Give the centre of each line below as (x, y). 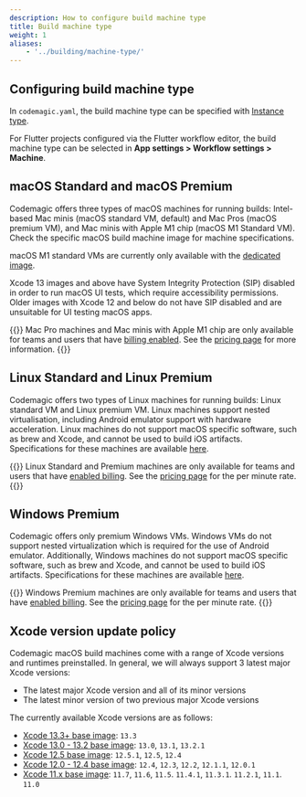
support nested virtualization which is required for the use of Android (139, 546)
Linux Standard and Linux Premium (111, 378)
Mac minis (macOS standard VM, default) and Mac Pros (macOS (156, 218)
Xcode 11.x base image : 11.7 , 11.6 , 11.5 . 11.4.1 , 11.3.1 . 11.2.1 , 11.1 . (152, 774)
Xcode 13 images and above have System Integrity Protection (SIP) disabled (152, 282)
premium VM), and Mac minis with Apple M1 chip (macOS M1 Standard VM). (152, 228)
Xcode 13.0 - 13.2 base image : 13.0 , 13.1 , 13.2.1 (114, 745)
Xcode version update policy (93, 631)
